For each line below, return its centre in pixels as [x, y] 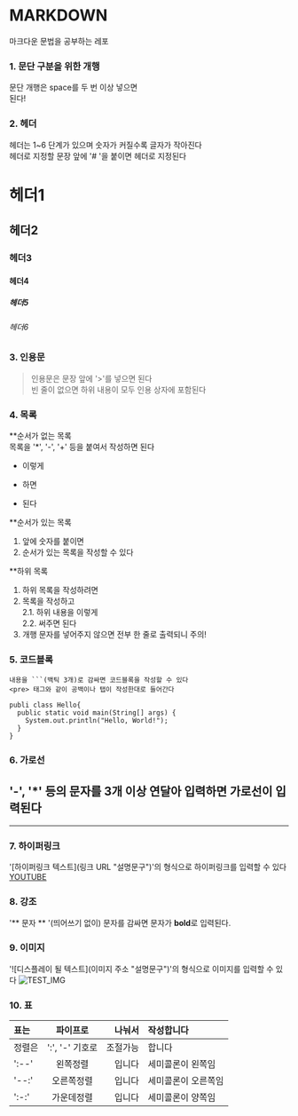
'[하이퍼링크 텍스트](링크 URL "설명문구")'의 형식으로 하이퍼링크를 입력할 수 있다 [148, 867]
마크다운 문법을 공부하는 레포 [59, 41]
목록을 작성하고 [48, 601]
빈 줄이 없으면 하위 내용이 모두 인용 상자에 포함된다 [118, 389]
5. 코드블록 [31, 660]
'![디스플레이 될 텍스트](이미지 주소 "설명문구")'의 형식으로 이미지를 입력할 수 [141, 969]
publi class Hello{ [45, 705]
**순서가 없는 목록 [41, 435]
